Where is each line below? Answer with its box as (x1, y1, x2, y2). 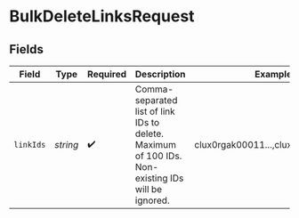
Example (255, 69, 292, 80)
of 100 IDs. (134, 149, 182, 162)
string (54, 139, 79, 150)
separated (134, 94, 178, 106)
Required (87, 69, 127, 80)
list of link (134, 105, 175, 117)
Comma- (134, 83, 174, 95)
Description (134, 69, 186, 80)
